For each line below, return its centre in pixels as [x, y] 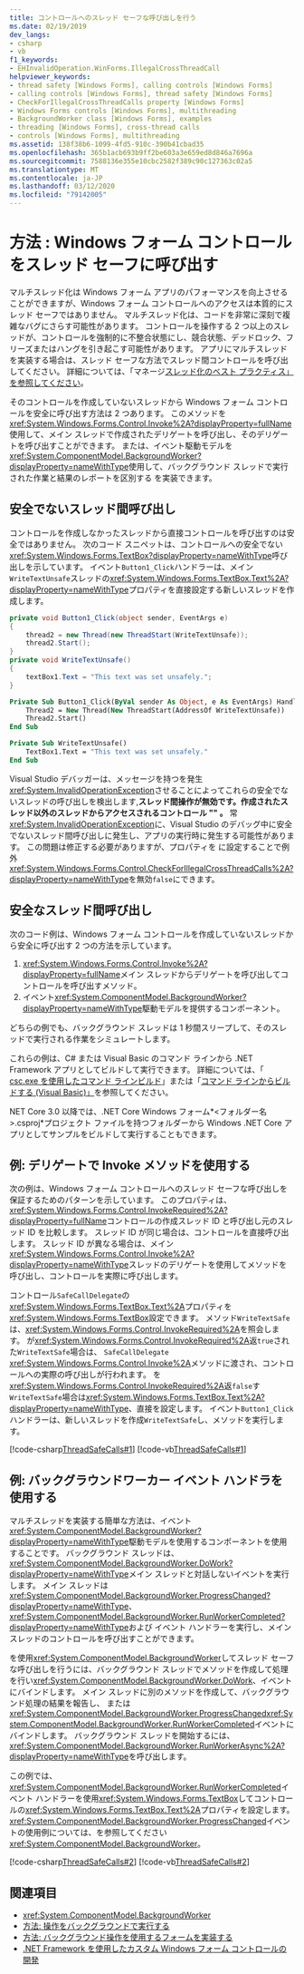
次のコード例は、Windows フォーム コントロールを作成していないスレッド [148, 934]
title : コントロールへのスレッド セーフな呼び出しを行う [103, 18]
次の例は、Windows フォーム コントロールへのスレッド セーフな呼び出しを [148, 1189]
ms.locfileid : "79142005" [58, 195]
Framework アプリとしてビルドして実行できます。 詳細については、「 [137, 1069]
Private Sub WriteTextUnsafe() [68, 744]
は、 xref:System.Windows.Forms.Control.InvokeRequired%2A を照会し [141, 1329]
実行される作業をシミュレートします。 [104, 1038]
